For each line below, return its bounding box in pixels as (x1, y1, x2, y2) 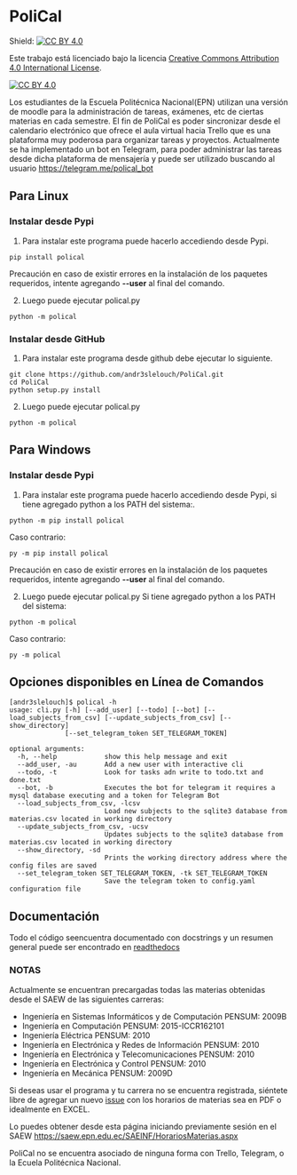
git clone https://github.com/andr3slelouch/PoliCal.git (9, 370, 224, 379)
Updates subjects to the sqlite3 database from (104, 830, 284, 839)
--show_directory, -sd (17, 846, 101, 855)
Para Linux (9, 188, 69, 204)
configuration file (9, 884, 82, 894)
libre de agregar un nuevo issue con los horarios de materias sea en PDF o (9, 1094, 282, 1105)
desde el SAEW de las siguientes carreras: (9, 994, 164, 1004)
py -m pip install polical (9, 548, 109, 557)
